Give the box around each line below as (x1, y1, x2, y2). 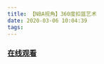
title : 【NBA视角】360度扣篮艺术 (7, 10, 98, 18)
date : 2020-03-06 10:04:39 (7, 17, 88, 24)
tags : (7, 23, 24, 31)
